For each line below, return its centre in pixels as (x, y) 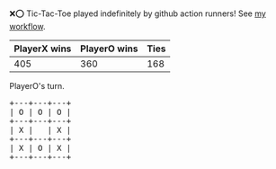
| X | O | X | (40, 148)
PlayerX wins (43, 49)
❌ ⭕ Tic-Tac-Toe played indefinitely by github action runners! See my (138, 13)
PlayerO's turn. (37, 86)
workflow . (27, 27)
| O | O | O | (40, 112)
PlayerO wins (109, 49)
